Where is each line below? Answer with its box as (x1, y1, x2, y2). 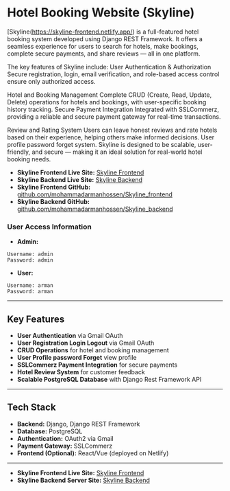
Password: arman (7, 288, 53, 295)
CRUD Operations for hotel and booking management (16, 346, 169, 354)
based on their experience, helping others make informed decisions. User (7, 133, 215, 141)
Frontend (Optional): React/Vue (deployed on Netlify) (16, 448, 169, 457)
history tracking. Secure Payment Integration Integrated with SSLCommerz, (7, 105, 219, 113)
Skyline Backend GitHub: (16, 197, 90, 205)
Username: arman (7, 282, 53, 289)
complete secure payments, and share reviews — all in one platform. (7, 49, 201, 58)
